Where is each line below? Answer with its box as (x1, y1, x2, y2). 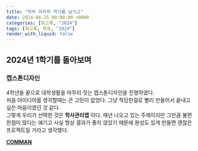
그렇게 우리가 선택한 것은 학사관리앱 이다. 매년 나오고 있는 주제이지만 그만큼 (6, 111, 181, 119)
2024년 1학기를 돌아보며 (6, 55, 92, 65)
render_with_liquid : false (6, 31, 73, 37)
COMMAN (6, 138, 32, 146)
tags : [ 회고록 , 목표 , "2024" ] (6, 25, 75, 32)
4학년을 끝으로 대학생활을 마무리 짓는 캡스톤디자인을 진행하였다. (6, 89, 155, 96)
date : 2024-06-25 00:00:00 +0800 (6, 14, 89, 20)
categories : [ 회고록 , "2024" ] (6, 20, 78, 26)
